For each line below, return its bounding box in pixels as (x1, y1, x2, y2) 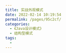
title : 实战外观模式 (5, 7, 43, 13)
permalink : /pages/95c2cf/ (5, 17, 61, 22)
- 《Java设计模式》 (9, 26, 44, 31)
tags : (5, 36, 16, 41)
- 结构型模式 (9, 31, 33, 36)
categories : (5, 21, 30, 27)
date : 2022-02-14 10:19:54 (5, 12, 61, 17)
